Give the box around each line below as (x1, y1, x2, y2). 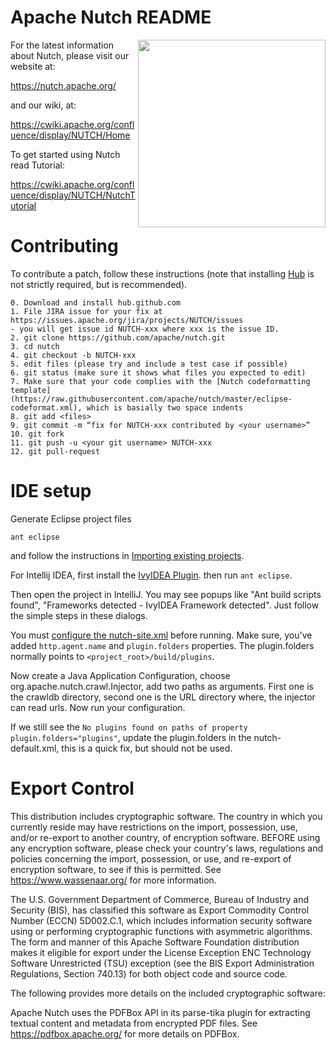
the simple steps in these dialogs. (10, 609, 148, 621)
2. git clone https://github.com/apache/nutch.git (10, 332, 226, 343)
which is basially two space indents (86, 402, 244, 413)
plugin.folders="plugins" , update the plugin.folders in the (10, 731, 252, 743)
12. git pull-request (10, 446, 101, 456)
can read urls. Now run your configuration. (10, 701, 186, 713)
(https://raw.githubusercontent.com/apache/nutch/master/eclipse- (10, 394, 293, 404)
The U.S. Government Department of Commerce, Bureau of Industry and (10, 893, 309, 905)
